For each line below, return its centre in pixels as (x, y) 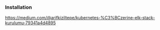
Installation (19, 7)
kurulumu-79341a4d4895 (31, 23)
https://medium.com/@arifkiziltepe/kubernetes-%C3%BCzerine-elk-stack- (80, 18)
